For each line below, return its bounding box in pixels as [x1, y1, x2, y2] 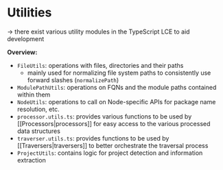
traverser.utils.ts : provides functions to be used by [16, 134, 169, 142]
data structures [16, 127, 60, 135]
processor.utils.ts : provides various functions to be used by [16, 112, 192, 121]
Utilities [7, 5, 52, 21]
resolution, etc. [16, 105, 60, 113]
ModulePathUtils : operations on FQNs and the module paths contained [16, 83, 217, 91]
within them [16, 90, 51, 99]
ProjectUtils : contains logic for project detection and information [16, 149, 203, 157]
